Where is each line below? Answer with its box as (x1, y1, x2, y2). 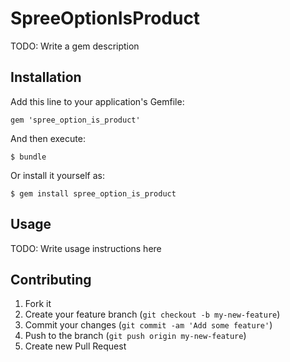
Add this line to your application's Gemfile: (10, 95, 185, 107)
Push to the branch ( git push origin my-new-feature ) (24, 330, 247, 342)
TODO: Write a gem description (10, 40, 140, 52)
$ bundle (10, 152, 47, 162)
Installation (10, 69, 82, 86)
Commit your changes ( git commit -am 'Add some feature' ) (24, 319, 273, 331)
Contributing (10, 271, 92, 288)
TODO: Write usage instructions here (10, 242, 162, 254)
